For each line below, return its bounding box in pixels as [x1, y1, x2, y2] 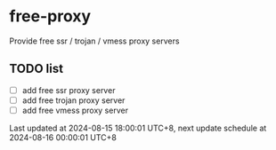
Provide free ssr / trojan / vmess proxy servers [9, 36, 180, 46]
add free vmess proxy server [21, 105, 129, 115]
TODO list [9, 61, 64, 76]
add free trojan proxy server [21, 95, 126, 106]
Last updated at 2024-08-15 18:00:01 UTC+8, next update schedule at [9, 122, 267, 133]
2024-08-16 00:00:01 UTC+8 [9, 131, 118, 143]
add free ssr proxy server [21, 84, 116, 95]
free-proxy [9, 6, 92, 27]
